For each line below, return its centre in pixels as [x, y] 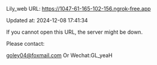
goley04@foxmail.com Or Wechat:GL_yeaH [59, 55]
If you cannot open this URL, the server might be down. [74, 32]
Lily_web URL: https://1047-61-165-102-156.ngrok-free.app [78, 9]
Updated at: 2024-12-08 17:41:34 [47, 20]
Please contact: [25, 44]
